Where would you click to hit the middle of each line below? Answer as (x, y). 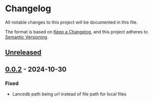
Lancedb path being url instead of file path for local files (69, 94)
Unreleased (23, 52)
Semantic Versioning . (27, 37)
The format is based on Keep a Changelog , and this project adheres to (76, 32)
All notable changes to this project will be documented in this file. (72, 22)
